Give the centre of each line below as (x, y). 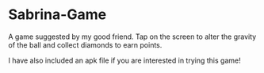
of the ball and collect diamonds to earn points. (85, 44)
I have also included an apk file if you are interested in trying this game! (124, 60)
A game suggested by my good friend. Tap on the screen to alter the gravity (132, 36)
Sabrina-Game (57, 15)
